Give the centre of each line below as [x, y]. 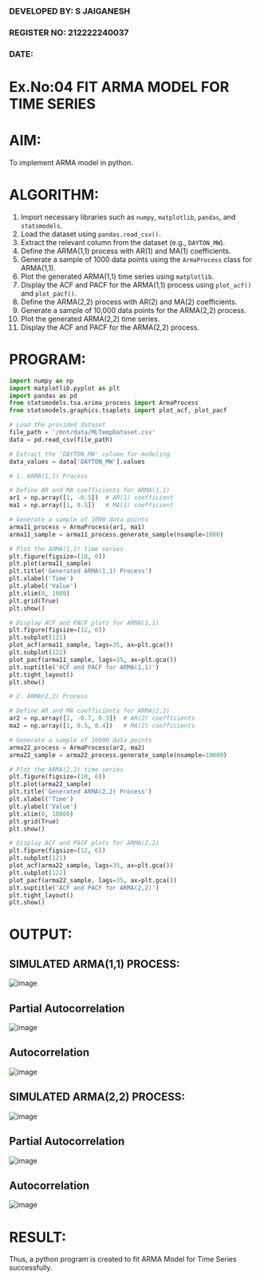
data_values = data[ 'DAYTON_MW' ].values [77, 462]
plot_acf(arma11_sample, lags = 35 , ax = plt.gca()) [91, 645]
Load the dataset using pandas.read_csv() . [91, 234]
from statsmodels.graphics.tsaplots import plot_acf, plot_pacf [118, 410]
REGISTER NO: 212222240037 [69, 32]
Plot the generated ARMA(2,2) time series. [90, 319]
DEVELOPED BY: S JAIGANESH [70, 11]
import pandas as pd [43, 396]
